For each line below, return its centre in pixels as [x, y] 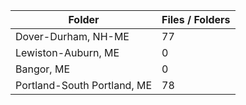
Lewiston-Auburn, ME [67, 52]
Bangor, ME [42, 69]
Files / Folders [196, 19]
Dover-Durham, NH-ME [72, 36]
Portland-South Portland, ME [84, 85]
